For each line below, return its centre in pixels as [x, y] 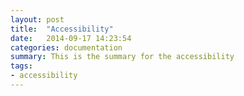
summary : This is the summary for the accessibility [122, 57]
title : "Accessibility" [62, 29]
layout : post [37, 19]
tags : [21, 66]
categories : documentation [66, 47]
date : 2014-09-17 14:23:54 [71, 38]
